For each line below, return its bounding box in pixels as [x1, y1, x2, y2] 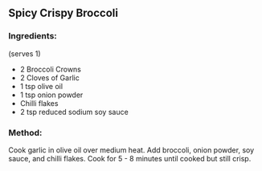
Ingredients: [8, 31, 58, 42]
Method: [8, 127, 43, 138]
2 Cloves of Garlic [19, 72, 80, 83]
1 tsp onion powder [19, 90, 84, 100]
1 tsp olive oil [19, 81, 63, 91]
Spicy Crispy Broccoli [8, 6, 119, 20]
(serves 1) [8, 48, 42, 59]
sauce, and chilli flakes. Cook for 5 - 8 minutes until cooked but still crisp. [8, 153, 252, 163]
